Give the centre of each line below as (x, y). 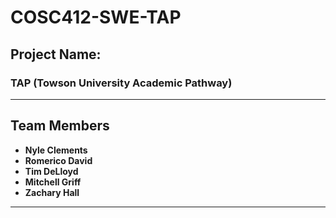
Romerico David (58, 160)
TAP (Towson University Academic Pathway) (121, 83)
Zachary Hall (52, 192)
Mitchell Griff (53, 182)
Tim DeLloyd (51, 171)
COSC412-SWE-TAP (96, 17)
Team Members (60, 126)
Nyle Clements (56, 150)
